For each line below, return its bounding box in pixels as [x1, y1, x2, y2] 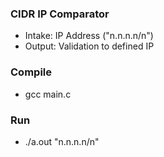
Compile [10, 65, 52, 79]
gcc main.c [24, 88, 72, 100]
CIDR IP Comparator [10, 7, 110, 21]
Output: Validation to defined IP [24, 40, 155, 52]
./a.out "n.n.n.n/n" [24, 135, 100, 147]
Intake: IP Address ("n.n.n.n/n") [24, 30, 154, 42]
